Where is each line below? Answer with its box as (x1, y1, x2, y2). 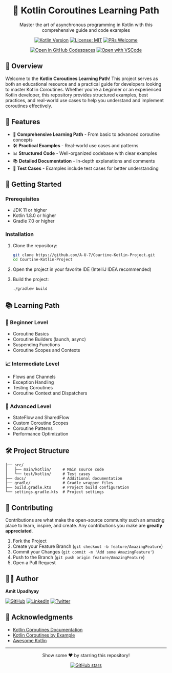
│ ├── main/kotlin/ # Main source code (5, 467, 104, 472)
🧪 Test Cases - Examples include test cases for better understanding (12, 165, 159, 171)
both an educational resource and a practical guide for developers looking (5, 81, 162, 87)
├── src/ (5, 463, 24, 468)
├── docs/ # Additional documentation (5, 476, 123, 481)
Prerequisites (5, 195, 39, 202)
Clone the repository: (12, 242, 58, 248)
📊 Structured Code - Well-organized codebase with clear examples (12, 150, 157, 156)
